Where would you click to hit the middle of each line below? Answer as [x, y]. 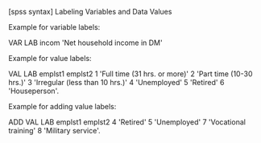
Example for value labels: [50, 58]
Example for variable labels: [54, 27]
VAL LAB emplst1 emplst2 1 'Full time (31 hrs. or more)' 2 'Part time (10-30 [130, 74]
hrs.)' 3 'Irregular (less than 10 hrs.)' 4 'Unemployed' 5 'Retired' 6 [116, 82]
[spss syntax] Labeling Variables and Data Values [90, 12]
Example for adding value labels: [62, 106]
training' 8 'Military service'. [54, 131]
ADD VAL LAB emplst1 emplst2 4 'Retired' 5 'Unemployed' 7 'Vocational [127, 122]
